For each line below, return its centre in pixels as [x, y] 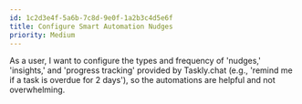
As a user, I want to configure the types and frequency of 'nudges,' [135, 61]
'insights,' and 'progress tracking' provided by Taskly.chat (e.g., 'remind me [151, 70]
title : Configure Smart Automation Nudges [91, 26]
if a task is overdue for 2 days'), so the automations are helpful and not [142, 80]
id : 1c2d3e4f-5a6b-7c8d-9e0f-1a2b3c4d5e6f [91, 18]
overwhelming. [37, 90]
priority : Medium [42, 35]
